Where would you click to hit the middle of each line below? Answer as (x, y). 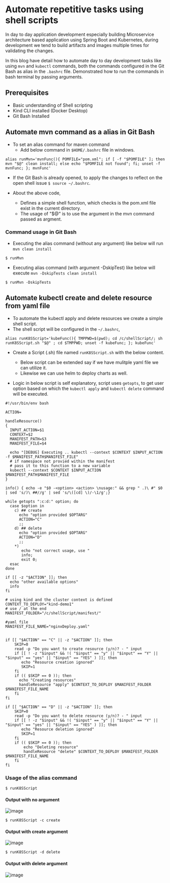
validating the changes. (30, 51)
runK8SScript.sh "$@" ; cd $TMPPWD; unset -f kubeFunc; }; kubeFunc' (81, 343)
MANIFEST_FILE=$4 (28, 443)
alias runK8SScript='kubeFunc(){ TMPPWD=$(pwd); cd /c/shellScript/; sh (84, 338)
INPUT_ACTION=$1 (27, 430)
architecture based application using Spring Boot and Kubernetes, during (82, 40)
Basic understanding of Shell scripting (53, 105)
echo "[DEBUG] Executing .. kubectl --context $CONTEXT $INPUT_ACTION (86, 452)
